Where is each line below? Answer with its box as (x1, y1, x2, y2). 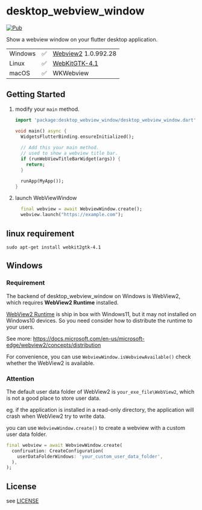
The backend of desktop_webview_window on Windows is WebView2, (6, 292, 181, 299)
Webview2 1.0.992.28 (52, 49, 117, 58)
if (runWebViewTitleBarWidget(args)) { (21, 156, 121, 162)
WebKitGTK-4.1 (52, 59, 98, 67)
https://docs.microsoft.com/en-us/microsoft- (33, 335, 145, 342)
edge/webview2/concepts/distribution (6, 341, 101, 349)
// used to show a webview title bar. (21, 151, 118, 157)
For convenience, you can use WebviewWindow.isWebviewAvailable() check (6, 353, 191, 360)
